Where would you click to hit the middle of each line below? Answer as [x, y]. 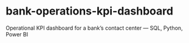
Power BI [17, 34]
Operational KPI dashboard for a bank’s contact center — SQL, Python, [94, 28]
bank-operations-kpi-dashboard [90, 11]
